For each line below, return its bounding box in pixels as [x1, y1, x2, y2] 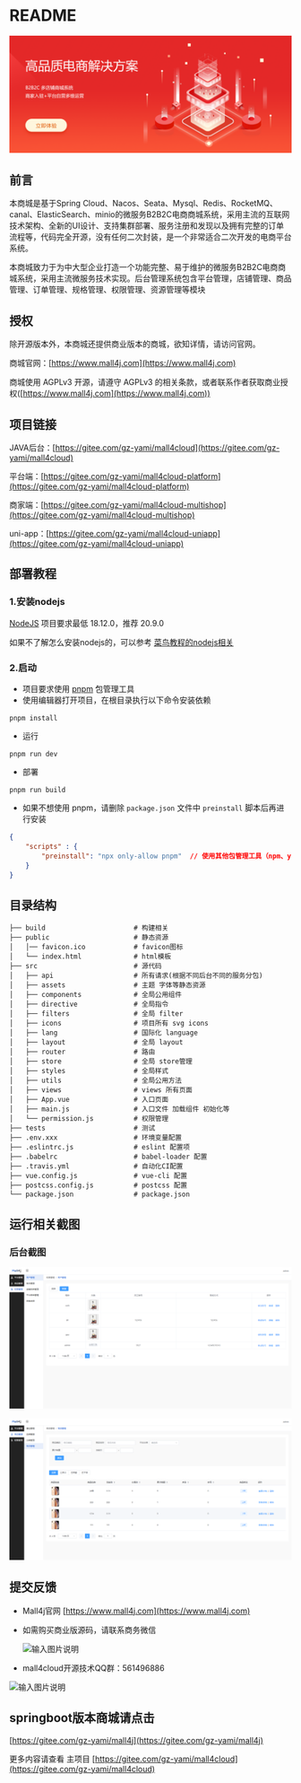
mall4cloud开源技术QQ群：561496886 [21, 1662, 165, 1674]
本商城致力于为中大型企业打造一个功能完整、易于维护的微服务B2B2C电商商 [9, 262, 287, 273]
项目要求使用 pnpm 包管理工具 [21, 684, 135, 695]
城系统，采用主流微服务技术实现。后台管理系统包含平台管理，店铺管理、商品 [9, 273, 292, 284]
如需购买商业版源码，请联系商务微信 [21, 1624, 157, 1635]
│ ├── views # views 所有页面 [9, 1086, 193, 1095]
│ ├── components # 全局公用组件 [9, 991, 182, 1000]
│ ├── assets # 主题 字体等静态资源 [9, 981, 206, 990]
